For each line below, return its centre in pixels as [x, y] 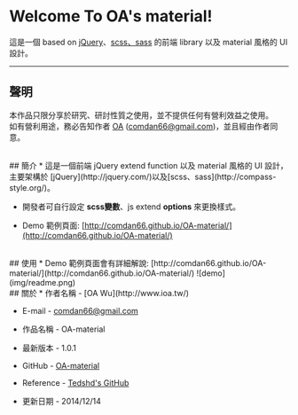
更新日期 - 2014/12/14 [62, 401]
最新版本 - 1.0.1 [49, 348]
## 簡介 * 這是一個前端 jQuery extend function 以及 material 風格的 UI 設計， [149, 165]
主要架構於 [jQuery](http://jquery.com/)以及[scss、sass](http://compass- [143, 176]
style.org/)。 [32, 187]
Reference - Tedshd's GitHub [75, 382]
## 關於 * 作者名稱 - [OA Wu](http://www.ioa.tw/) [99, 293]
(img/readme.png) [43, 282]
